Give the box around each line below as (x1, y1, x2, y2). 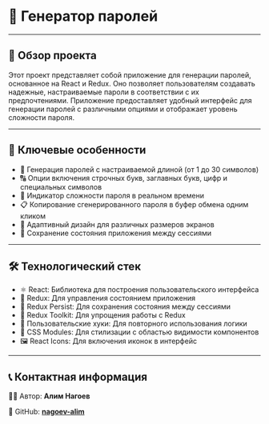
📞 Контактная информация (8, 370, 148, 383)
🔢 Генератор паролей (8, 7, 159, 26)
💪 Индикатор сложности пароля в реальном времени (19, 190, 204, 200)
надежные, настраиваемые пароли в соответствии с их (8, 87, 200, 97)
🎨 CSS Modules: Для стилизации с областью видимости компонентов (19, 327, 259, 337)
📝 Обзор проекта (8, 49, 98, 62)
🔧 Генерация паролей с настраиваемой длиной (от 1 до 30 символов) (19, 164, 259, 174)
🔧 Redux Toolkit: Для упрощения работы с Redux (19, 310, 186, 320)
